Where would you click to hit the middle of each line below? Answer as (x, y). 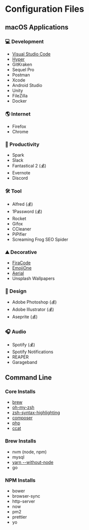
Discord (20, 178)
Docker (19, 101)
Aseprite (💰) (25, 317)
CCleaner (22, 229)
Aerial (18, 273)
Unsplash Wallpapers (33, 279)
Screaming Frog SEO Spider (40, 239)
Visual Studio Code (31, 54)
